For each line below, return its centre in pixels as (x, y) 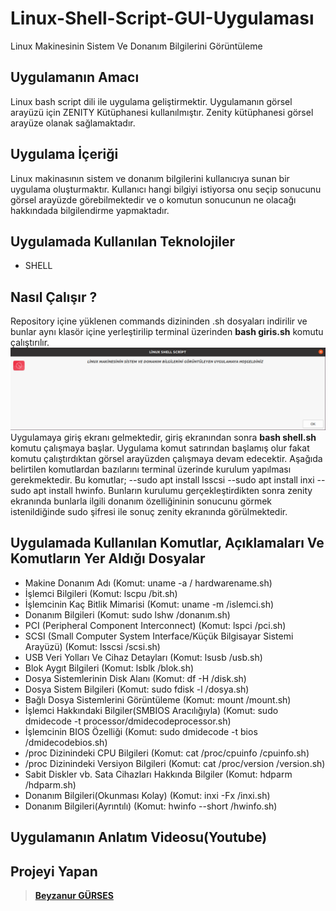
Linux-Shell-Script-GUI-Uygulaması (162, 18)
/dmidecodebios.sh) (66, 742)
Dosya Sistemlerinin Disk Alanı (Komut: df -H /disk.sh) (135, 678)
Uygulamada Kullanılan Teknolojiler (123, 241)
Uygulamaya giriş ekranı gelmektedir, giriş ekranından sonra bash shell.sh (163, 438)
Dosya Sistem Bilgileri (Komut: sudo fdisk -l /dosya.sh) (137, 689)
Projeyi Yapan (54, 871)
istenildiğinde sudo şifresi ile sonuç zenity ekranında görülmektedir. (149, 512)
